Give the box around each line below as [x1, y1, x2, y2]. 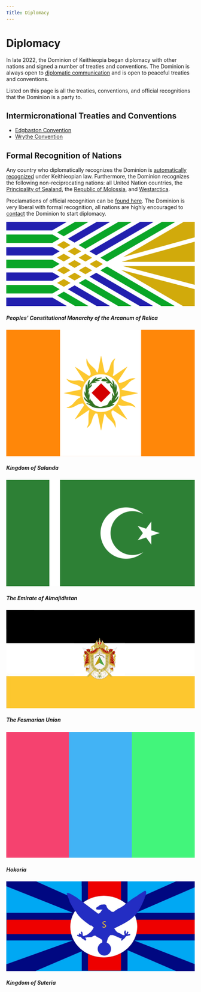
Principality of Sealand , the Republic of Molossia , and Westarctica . [6, 186, 170, 193]
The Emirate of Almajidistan [6, 594, 78, 601]
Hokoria [6, 866, 27, 873]
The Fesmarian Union [6, 716, 61, 723]
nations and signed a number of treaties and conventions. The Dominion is [6, 62, 190, 70]
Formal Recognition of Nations [6, 150, 122, 160]
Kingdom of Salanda [6, 464, 59, 472]
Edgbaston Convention [14, 127, 72, 134]
